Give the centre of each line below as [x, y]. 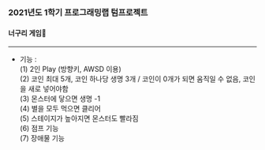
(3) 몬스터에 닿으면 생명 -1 [60, 99]
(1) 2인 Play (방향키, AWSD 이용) [71, 69]
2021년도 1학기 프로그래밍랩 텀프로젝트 [78, 12]
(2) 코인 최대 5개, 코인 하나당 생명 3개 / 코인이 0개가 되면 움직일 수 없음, [130, 79]
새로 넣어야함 [48, 89]
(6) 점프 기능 [39, 129]
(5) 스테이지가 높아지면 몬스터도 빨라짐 [79, 118]
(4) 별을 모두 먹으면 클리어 [60, 109]
